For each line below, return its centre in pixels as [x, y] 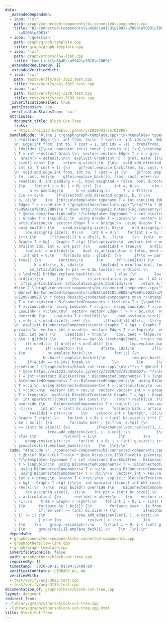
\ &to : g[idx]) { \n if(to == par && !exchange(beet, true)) [84, 339]
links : [21, 126]
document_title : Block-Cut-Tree [47, 121]
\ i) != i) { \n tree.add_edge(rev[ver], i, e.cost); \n [86, 515]
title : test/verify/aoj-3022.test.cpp [54, 84]
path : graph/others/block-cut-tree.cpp [51, 557]
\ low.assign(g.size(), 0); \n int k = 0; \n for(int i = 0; [86, 232]
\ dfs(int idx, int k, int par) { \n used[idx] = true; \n [78, 246]
